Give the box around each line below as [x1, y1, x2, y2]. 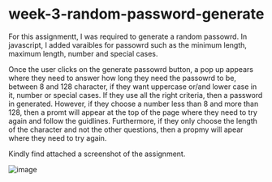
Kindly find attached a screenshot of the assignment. [8, 149, 186, 159]
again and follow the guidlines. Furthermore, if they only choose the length [8, 116, 258, 125]
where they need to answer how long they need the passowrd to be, [8, 73, 237, 83]
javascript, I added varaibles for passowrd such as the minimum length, [8, 40, 248, 49]
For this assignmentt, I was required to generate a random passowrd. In [8, 32, 248, 41]
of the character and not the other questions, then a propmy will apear [8, 125, 244, 134]
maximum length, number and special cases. [8, 49, 158, 58]
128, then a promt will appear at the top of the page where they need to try [8, 107, 258, 117]
